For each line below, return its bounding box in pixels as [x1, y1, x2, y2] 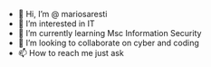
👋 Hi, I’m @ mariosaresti [17, 9, 108, 19]
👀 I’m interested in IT [17, 18, 95, 29]
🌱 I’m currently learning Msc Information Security [17, 28, 202, 38]
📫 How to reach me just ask [17, 48, 124, 58]
